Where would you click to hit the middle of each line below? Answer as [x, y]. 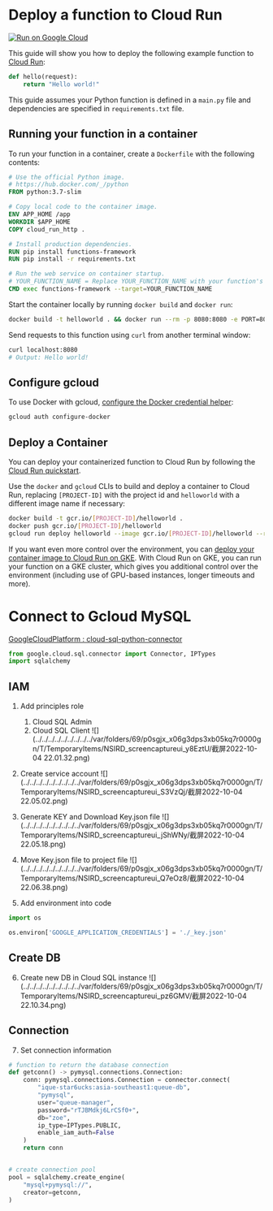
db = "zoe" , [54, 1118]
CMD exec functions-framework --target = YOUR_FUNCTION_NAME [110, 289]
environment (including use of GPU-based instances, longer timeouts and [132, 575]
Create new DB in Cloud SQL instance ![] [88, 977]
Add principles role [52, 706]
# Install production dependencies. [70, 244]
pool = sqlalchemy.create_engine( [67, 1177]
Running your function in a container [103, 134]
